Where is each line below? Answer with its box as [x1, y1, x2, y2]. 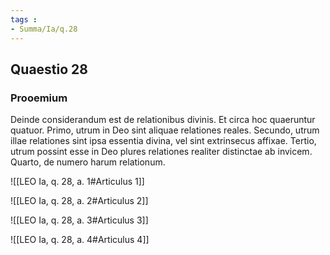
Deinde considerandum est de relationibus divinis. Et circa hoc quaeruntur [10, 114, 316, 126]
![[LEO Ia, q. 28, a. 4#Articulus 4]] [10, 234, 150, 246]
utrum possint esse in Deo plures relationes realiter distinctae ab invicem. [10, 146, 313, 158]
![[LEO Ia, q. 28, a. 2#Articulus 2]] [10, 195, 149, 207]
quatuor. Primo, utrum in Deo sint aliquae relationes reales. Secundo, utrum [10, 124, 320, 136]
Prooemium [10, 91, 68, 105]
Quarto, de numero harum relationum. [10, 156, 166, 168]
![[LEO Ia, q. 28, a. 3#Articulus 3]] [10, 214, 149, 226]
